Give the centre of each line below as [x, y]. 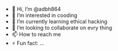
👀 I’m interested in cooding [44, 15]
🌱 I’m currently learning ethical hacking [60, 21]
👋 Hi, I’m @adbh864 [36, 9]
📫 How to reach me [36, 34]
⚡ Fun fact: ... [28, 43]
